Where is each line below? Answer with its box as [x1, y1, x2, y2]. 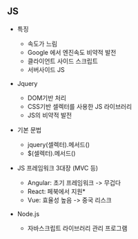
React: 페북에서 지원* [27, 187, 86, 195]
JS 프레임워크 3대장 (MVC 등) [17, 163, 99, 172]
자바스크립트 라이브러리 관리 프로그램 [27, 224, 128, 232]
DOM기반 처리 [27, 94, 67, 102]
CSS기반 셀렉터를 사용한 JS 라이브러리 [27, 102, 132, 110]
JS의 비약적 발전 [27, 111, 72, 119]
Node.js [17, 209, 40, 218]
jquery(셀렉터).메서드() [27, 140, 90, 148]
